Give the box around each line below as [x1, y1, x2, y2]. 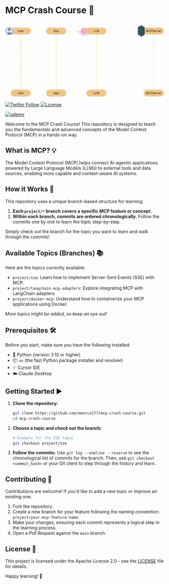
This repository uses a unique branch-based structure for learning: [5, 198, 144, 204]
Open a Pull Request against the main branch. [12, 530, 107, 536]
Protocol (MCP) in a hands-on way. [5, 132, 78, 138]
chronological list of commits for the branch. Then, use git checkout [12, 455, 155, 461]
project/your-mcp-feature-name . [12, 514, 79, 520]
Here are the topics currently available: [5, 265, 86, 271]
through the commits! [5, 234, 50, 240]
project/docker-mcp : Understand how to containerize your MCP [12, 296, 144, 302]
